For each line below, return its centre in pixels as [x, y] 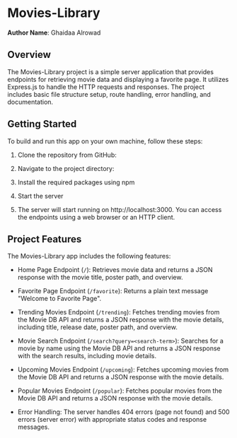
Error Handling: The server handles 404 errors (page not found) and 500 [123, 412]
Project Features [45, 239]
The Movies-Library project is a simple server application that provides [111, 71]
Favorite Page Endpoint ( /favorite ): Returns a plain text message [113, 291]
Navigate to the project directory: [66, 168]
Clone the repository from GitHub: [67, 155]
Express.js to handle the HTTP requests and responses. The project [106, 87]
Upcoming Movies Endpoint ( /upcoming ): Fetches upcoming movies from [123, 369]
